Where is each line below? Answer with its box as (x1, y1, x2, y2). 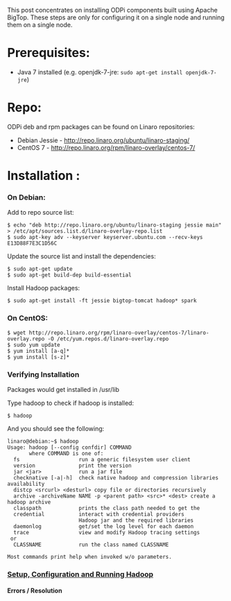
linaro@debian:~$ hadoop (7, 438, 79, 445)
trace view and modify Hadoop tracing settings (13, 529, 200, 536)
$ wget (7, 329, 26, 336)
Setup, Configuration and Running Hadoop (7, 569, 154, 579)
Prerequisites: (7, 45, 90, 61)
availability (7, 480, 45, 487)
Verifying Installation (7, 370, 80, 379)
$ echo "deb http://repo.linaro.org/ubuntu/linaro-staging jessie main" (7, 222, 222, 229)
